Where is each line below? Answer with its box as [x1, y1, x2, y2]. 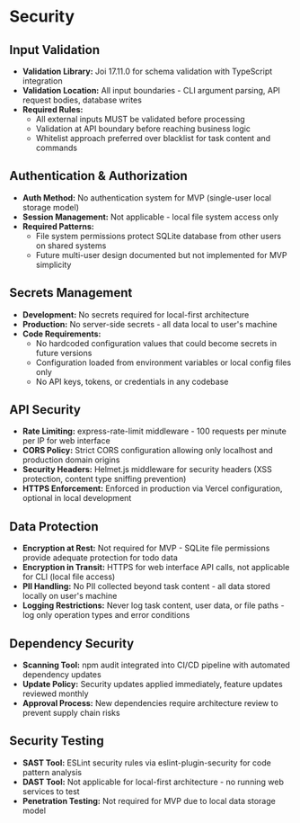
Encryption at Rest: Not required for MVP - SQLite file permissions [22, 542, 270, 554]
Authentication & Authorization [9, 168, 189, 183]
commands [35, 142, 78, 153]
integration [22, 76, 63, 86]
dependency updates [22, 669, 101, 680]
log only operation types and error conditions [22, 610, 190, 621]
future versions [35, 347, 93, 358]
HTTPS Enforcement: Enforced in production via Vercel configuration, [22, 483, 283, 494]
